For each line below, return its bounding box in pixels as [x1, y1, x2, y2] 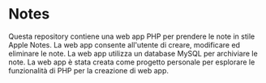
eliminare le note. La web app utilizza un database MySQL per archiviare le [8, 48, 258, 58]
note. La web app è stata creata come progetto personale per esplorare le [8, 57, 255, 67]
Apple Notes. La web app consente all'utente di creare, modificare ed [8, 39, 241, 49]
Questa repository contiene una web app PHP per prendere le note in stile [8, 31, 255, 41]
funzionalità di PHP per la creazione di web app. [8, 65, 169, 75]
